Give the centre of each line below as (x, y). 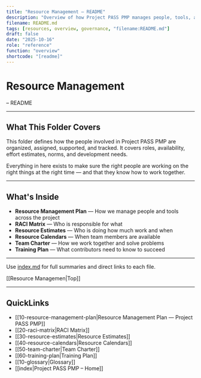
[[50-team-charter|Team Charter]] (57, 349)
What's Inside (33, 196)
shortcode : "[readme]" (34, 56)
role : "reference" (29, 46)
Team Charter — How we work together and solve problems (89, 243)
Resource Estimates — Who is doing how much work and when (94, 230)
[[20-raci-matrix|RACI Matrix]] (52, 330)
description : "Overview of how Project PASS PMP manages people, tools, (99, 17)
